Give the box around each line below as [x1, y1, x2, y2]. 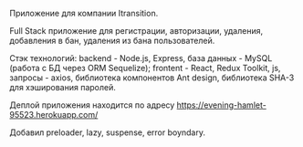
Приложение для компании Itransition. [9, 8, 159, 18]
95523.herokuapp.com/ [9, 110, 99, 120]
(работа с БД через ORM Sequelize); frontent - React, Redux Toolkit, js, [9, 63, 281, 73]
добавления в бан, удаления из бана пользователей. [9, 36, 215, 46]
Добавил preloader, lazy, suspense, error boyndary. [9, 127, 205, 138]
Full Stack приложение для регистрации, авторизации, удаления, [9, 26, 263, 36]
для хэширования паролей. [9, 82, 116, 92]
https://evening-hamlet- [176, 100, 266, 110]
